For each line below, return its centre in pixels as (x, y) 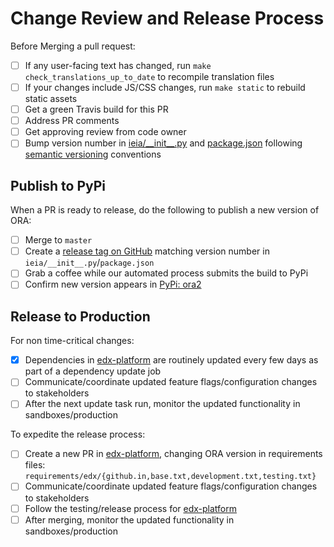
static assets (51, 99)
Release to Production (80, 316)
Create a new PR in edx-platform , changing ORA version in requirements (173, 454)
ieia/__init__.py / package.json (89, 263)
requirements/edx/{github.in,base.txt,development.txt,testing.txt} (170, 477)
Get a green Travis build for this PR (96, 109)
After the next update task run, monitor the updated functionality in (162, 404)
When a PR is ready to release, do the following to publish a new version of (165, 210)
